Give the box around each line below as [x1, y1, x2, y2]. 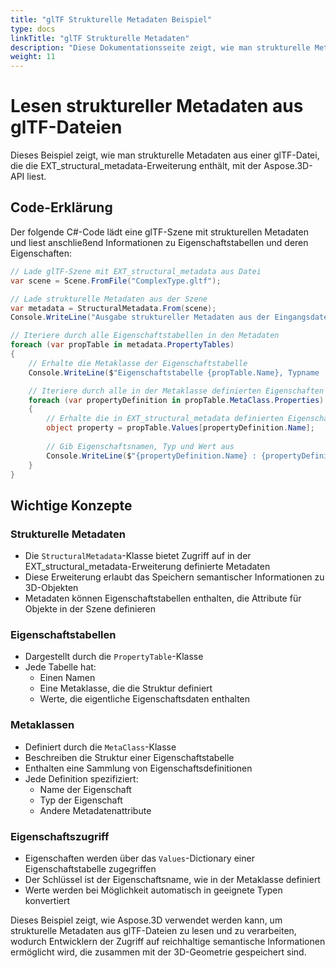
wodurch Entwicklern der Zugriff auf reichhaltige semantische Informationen [10, 935, 326, 947]
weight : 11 [10, 52, 56, 62]
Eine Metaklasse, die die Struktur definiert [39, 682, 213, 695]
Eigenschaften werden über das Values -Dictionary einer [24, 852, 255, 864]
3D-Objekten [24, 582, 79, 594]
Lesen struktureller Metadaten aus [10, 95, 304, 118]
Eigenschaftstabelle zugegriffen [24, 862, 157, 875]
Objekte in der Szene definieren [24, 603, 157, 615]
